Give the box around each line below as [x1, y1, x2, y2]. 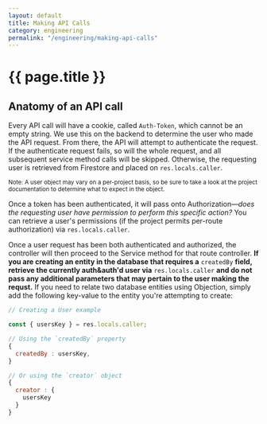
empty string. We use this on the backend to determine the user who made [8, 129, 253, 139]
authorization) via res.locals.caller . [8, 224, 130, 235]
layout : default [8, 11, 62, 20]
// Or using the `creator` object [8, 371, 123, 379]
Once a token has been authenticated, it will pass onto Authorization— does [8, 200, 255, 209]
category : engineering [8, 26, 83, 34]
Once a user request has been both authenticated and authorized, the [8, 240, 237, 250]
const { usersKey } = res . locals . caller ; [8, 321, 148, 329]
